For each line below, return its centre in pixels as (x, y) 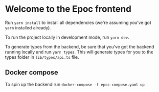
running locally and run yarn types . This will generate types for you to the (79, 52)
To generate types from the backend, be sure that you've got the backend (79, 46)
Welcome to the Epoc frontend (68, 9)
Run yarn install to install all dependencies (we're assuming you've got (78, 23)
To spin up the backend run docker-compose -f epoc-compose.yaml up (75, 84)
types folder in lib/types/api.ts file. (42, 57)
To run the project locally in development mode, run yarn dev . (67, 37)
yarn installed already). (28, 27)
